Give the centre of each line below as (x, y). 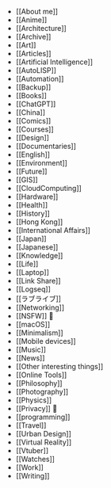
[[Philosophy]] (39, 383)
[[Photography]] (42, 392)
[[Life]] (27, 264)
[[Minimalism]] (39, 333)
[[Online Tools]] (41, 375)
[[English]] (33, 154)
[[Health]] (32, 205)
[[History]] (33, 213)
